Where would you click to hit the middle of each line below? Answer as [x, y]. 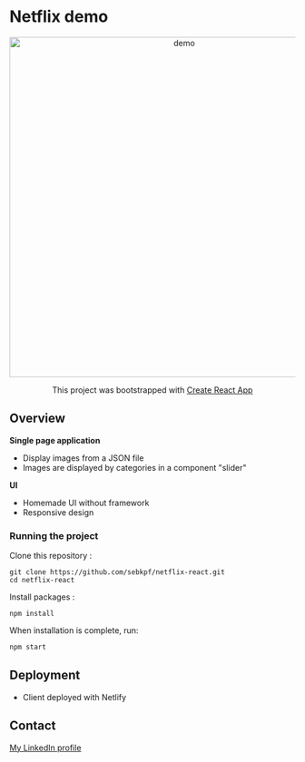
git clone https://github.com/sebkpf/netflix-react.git [117, 572]
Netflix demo [59, 17]
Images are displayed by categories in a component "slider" [134, 467]
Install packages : [42, 597]
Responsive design [58, 512]
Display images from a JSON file [83, 458]
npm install [32, 614]
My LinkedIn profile [45, 747]
